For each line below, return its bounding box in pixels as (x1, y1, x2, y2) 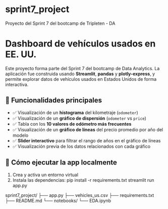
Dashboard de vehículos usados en (5, 38, 156, 49)
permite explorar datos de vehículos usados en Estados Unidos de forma (5, 76, 157, 82)
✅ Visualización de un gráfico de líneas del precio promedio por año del (12, 126, 163, 132)
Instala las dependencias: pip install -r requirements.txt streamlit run (12, 177, 155, 183)
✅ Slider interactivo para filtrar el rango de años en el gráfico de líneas (12, 137, 161, 143)
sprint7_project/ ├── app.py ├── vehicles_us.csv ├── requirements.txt (5, 192, 154, 198)
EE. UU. (5, 49, 37, 60)
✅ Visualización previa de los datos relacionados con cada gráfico (12, 143, 150, 149)
